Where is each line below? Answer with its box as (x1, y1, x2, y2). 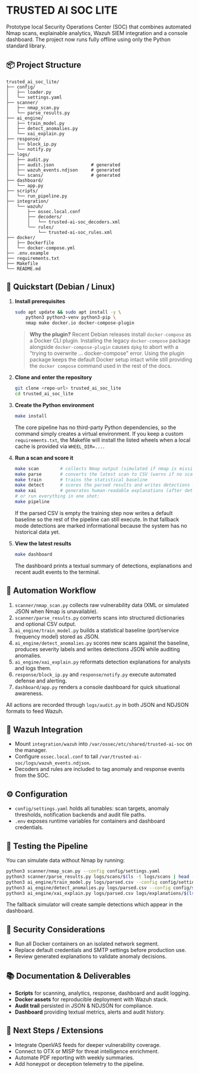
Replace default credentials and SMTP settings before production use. (14, 947, 187, 954)
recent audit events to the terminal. (14, 568, 101, 576)
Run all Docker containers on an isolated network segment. (14, 940, 159, 947)
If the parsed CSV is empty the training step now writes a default (14, 509, 173, 516)
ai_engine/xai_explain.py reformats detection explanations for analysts (14, 658, 191, 665)
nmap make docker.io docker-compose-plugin (25, 320, 134, 326)
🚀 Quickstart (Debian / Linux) (6, 282, 115, 292)
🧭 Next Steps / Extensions (6, 1026, 104, 1036)
